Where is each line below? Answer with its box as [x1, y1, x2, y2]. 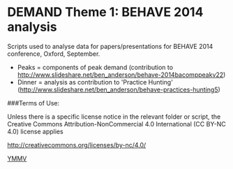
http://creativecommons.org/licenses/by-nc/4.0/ [7, 140, 146, 149]
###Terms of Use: [7, 98, 60, 107]
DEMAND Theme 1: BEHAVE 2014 [7, 4, 204, 20]
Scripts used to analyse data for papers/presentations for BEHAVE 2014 [7, 42, 213, 50]
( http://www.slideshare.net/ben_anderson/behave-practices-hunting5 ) [17, 85, 221, 94]
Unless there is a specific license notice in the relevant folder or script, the [7, 112, 221, 121]
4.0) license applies [7, 127, 64, 135]
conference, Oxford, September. [7, 50, 100, 58]
